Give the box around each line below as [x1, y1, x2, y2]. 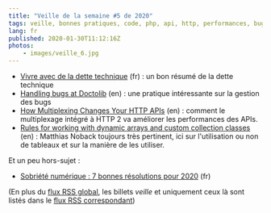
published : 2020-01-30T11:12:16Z [8, 34, 121, 43]
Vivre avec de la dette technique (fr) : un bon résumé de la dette [19, 72, 234, 81]
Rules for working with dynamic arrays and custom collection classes [19, 123, 251, 132]
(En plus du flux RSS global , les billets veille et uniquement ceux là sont [8, 187, 244, 196]
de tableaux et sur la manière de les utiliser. [19, 140, 165, 149]
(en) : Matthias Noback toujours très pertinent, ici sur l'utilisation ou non [19, 132, 259, 141]
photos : [8, 42, 35, 50]
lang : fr [8, 27, 38, 35]
